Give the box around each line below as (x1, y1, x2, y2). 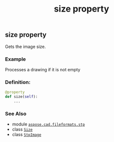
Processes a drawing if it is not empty (5, 66, 81, 72)
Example (5, 56, 26, 63)
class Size (12, 126, 33, 132)
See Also (5, 110, 27, 117)
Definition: (5, 79, 31, 85)
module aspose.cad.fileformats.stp (12, 121, 85, 127)
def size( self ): (5, 95, 38, 99)
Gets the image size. (5, 44, 46, 49)
